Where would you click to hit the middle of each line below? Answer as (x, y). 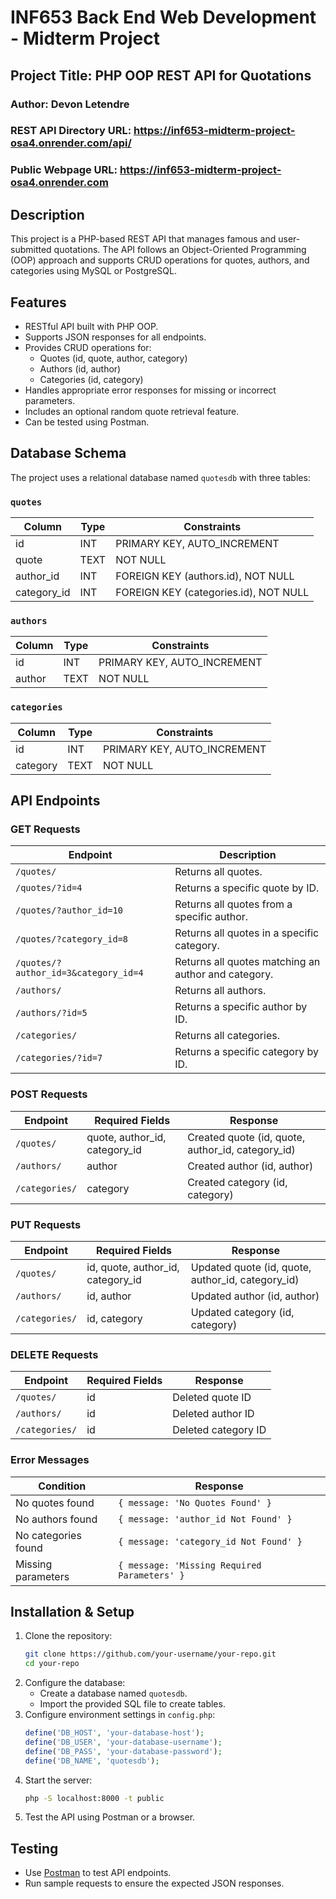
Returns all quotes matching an (247, 962)
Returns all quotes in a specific (247, 933)
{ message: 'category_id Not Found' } (210, 1541)
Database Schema (68, 453)
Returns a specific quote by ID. (247, 888)
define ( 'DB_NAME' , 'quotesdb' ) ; (92, 1761)
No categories (48, 1535)
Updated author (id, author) (255, 1296)
